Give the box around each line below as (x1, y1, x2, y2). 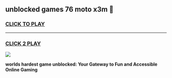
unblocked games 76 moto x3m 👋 (5, 5, 114, 14)
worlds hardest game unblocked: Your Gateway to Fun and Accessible (5, 61, 158, 67)
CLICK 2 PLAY (5, 40, 41, 47)
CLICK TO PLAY (5, 21, 45, 28)
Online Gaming (5, 66, 38, 72)
